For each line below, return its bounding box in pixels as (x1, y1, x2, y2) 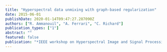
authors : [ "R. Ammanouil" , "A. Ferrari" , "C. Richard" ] (5, 21, 123, 26)
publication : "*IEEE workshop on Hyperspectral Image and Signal (5, 40, 143, 45)
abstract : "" (5, 30, 32, 35)
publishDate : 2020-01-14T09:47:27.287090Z (5, 16, 94, 21)
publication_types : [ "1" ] (5, 26, 59, 31)
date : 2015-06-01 (5, 12, 41, 17)
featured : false (5, 35, 39, 40)
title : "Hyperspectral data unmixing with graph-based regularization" (5, 7, 157, 12)
